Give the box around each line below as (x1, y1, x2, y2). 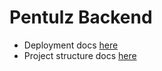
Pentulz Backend (9, 6, 153, 29)
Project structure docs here (23, 49, 137, 61)
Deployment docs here (23, 39, 119, 51)
